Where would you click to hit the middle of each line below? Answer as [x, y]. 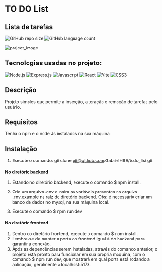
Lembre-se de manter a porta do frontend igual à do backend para [78, 239]
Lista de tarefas [29, 27]
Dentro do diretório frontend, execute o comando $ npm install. [75, 233]
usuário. [13, 107]
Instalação [21, 149]
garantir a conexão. [31, 244]
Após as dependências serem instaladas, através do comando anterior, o [85, 249]
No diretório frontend [27, 223]
